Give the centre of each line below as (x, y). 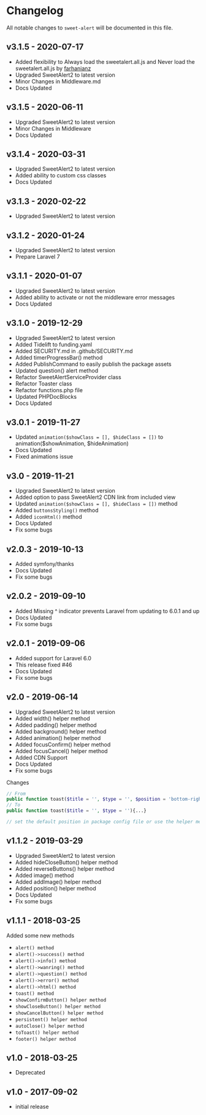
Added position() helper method (55, 888)
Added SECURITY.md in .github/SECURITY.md (74, 351)
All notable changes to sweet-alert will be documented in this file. (90, 28)
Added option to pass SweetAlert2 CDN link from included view (95, 497)
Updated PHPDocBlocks (46, 396)
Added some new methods (40, 935)
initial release (32, 1107)
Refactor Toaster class (44, 384)
